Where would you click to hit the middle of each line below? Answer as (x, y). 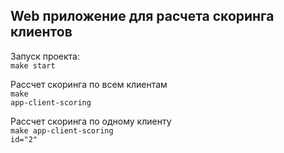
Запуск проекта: (45, 56)
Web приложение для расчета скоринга (142, 16)
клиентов (41, 32)
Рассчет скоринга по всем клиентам (89, 84)
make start (33, 65)
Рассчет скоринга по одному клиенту (91, 121)
